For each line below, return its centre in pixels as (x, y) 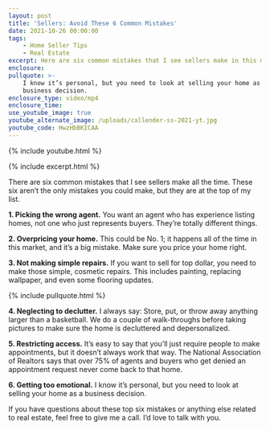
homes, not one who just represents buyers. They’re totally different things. (133, 223)
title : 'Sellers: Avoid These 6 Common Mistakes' (93, 23)
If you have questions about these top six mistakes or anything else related (132, 409)
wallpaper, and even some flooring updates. (81, 280)
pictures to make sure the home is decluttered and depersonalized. (119, 328)
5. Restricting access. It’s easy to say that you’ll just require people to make (134, 343)
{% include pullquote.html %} (57, 295)
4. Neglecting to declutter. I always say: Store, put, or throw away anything (133, 311)
